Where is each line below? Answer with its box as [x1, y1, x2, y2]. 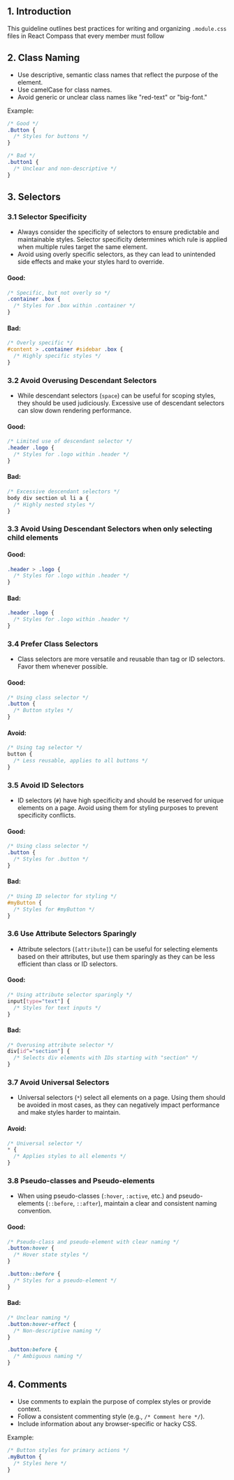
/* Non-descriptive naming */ [13, 1327, 101, 1334]
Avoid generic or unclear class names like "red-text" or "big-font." [17, 92, 207, 101]
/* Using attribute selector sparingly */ [7, 991, 133, 998]
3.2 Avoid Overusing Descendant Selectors [7, 375, 157, 385]
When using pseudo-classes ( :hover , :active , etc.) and [17, 1192, 177, 1200]
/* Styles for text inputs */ [13, 1004, 101, 1011]
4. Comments [7, 1378, 68, 1390]
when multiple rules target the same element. [17, 243, 148, 251]
